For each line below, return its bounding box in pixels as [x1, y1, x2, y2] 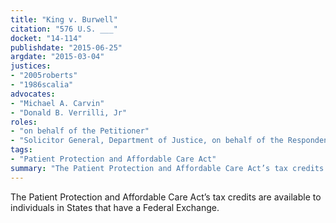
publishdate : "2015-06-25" [10, 42, 123, 53]
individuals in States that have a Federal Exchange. [10, 201, 220, 213]
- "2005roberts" [10, 71, 78, 81]
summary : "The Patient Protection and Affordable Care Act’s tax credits [10, 163, 325, 173]
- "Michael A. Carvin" [10, 98, 105, 108]
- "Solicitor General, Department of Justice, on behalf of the [10, 136, 284, 146]
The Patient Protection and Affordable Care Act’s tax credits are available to [10, 191, 322, 203]
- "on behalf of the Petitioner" [10, 126, 150, 136]
